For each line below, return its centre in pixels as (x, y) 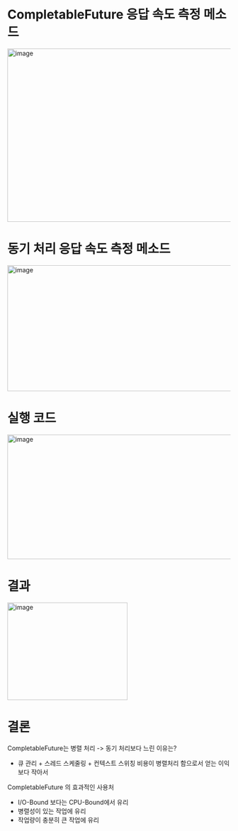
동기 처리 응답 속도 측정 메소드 (89, 249)
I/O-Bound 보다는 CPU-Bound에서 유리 (73, 802)
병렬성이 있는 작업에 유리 (52, 811)
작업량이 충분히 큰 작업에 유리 (58, 820)
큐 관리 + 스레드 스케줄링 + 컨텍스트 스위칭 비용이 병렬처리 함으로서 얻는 (117, 763)
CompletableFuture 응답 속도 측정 (104, 15)
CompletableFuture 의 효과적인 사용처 (61, 787)
